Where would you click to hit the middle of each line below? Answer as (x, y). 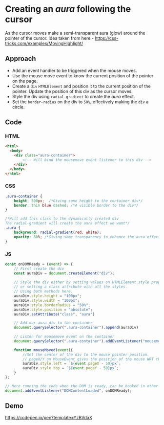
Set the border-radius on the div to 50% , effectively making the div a (80, 102)
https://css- (107, 38)
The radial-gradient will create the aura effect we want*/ (68, 224)
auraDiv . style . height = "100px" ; (48, 296)
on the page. (25, 81)
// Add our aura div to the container (53, 323)
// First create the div (39, 268)
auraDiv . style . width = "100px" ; (47, 300)
